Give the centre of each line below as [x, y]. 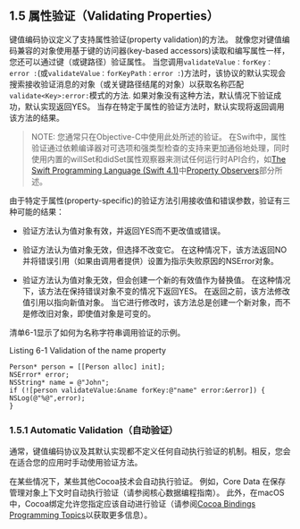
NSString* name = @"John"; [59, 382]
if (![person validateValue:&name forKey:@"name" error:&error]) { [137, 390]
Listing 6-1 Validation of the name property [88, 350]
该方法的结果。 [37, 117]
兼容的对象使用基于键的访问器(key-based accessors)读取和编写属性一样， [153, 50]
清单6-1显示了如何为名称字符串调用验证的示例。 [97, 332]
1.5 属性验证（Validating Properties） [114, 16]
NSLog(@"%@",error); [48, 398]
